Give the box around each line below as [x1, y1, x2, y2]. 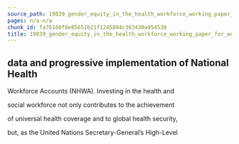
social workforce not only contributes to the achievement [7, 101, 175, 109]
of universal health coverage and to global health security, [7, 115, 178, 123]
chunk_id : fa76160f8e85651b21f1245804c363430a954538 [7, 24, 167, 31]
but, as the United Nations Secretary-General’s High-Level [7, 128, 178, 137]
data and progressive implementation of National [7, 56, 229, 68]
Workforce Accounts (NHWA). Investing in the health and [7, 87, 174, 96]
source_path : [7, 10, 46, 18]
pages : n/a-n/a [7, 17, 53, 24]
